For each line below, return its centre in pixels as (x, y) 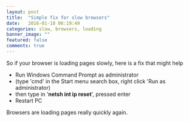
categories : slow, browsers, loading (54, 29)
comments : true (26, 46)
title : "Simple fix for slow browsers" (58, 18)
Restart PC (29, 100)
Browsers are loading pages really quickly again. (67, 112)
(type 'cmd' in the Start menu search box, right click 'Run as (90, 81)
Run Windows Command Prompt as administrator (77, 75)
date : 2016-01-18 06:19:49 (43, 23)
